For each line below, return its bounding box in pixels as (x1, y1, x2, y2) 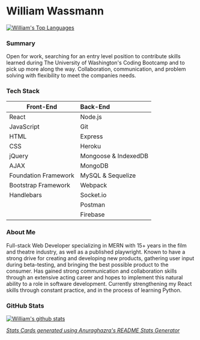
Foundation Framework (9, 171, 75, 180)
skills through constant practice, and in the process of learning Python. (6, 287, 182, 294)
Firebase (80, 210, 105, 219)
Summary (6, 39, 36, 47)
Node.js (80, 112, 102, 121)
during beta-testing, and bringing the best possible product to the (6, 261, 169, 268)
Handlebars (9, 190, 42, 199)
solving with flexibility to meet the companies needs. (6, 72, 136, 79)
